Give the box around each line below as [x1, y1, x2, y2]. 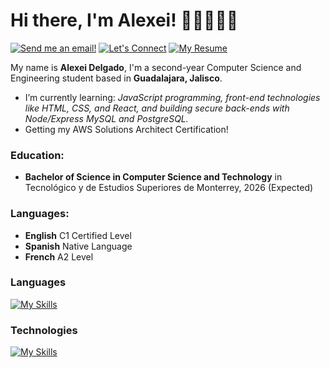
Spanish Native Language [24, 240, 133, 252]
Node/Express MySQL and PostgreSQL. [24, 112, 189, 124]
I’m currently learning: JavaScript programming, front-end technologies [24, 91, 321, 103]
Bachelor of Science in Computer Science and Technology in [24, 171, 283, 183]
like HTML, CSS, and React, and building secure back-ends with [24, 102, 290, 114]
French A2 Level [24, 250, 94, 263]
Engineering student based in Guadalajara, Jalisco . [10, 72, 223, 84]
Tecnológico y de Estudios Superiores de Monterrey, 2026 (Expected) [24, 182, 314, 194]
